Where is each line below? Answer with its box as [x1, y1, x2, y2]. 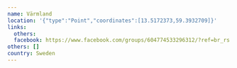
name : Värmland [7, 10, 53, 18]
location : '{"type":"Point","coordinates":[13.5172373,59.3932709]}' [7, 17, 218, 24]
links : [7, 23, 27, 30]
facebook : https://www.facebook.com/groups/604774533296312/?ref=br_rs [13, 37, 231, 44]
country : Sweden [7, 50, 55, 57]
